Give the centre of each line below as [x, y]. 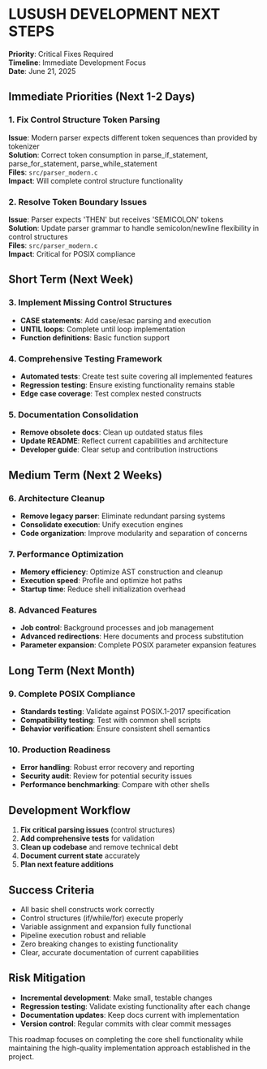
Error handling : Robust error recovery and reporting [107, 768]
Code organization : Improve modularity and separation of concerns [133, 533]
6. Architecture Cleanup [57, 498]
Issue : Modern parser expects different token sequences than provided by [133, 137]
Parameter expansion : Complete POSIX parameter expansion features [138, 645]
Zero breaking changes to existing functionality [99, 944]
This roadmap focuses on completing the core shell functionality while [126, 1039]
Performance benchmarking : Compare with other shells [115, 785]
